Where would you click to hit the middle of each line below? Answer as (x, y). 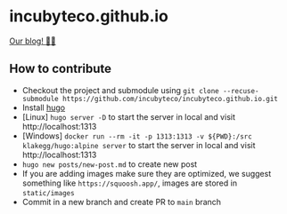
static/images (48, 193)
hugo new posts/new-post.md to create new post (110, 164)
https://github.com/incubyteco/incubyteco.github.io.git (170, 99)
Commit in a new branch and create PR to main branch (121, 202)
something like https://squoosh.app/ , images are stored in (130, 183)
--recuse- (241, 91)
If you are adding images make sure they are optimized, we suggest (147, 173)
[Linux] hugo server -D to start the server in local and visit (129, 116)
